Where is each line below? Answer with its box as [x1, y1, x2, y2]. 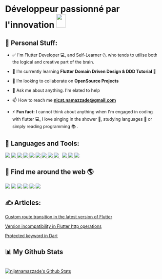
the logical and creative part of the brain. [12, 59, 94, 64]
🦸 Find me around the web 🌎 [5, 168, 94, 176]
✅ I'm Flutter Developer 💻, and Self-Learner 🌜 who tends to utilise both [12, 52, 158, 58]
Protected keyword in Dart [5, 233, 58, 239]
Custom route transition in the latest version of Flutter [5, 214, 113, 220]
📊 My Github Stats [5, 248, 63, 256]
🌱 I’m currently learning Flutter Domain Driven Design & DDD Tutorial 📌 [12, 68, 156, 74]
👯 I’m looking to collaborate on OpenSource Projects [12, 78, 119, 84]
